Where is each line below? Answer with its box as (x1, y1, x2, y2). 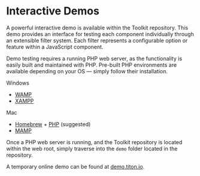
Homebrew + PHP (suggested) (14, 120, 91, 127)
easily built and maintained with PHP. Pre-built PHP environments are (6, 61, 177, 68)
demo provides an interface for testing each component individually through (6, 30, 195, 37)
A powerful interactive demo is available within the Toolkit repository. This (6, 24, 189, 31)
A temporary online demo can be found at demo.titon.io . (6, 163, 145, 170)
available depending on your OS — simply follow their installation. (6, 67, 168, 74)
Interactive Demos (6, 4, 100, 18)
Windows (6, 79, 30, 86)
